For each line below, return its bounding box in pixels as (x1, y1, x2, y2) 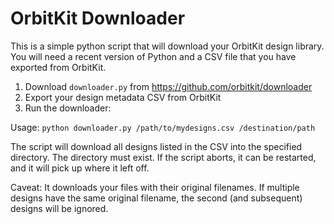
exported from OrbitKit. (10, 61, 107, 73)
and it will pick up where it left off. (10, 162, 150, 174)
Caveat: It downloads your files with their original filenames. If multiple (10, 181, 300, 193)
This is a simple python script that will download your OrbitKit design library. (10, 40, 325, 52)
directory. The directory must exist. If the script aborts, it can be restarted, (10, 151, 317, 163)
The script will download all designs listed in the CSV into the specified (10, 140, 303, 152)
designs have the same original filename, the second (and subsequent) (10, 192, 303, 204)
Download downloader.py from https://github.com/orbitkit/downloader (24, 80, 313, 92)
